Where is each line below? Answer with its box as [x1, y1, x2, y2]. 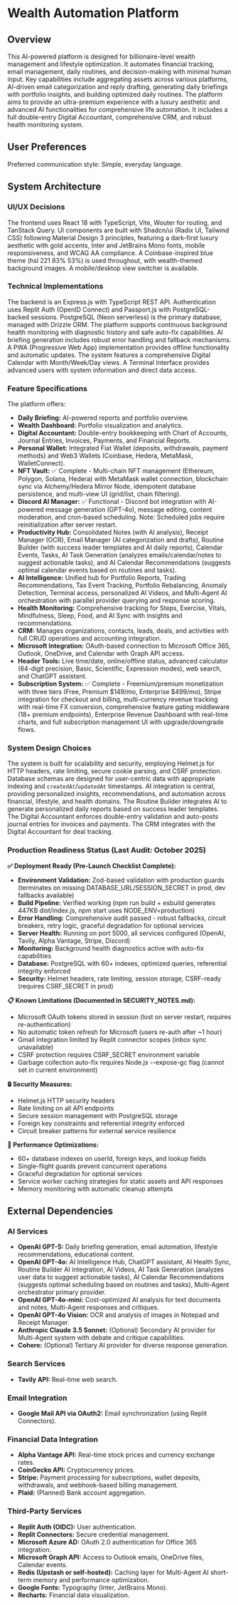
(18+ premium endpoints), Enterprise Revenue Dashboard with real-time [17, 711, 229, 719]
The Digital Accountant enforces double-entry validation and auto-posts [7, 812, 219, 821]
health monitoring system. [7, 120, 84, 129]
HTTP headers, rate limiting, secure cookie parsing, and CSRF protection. [7, 767, 222, 775]
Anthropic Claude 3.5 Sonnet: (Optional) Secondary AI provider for [17, 1326, 216, 1334]
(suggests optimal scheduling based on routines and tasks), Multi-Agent [17, 1281, 229, 1289]
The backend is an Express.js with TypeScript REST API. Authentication [7, 297, 217, 306]
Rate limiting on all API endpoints [17, 1103, 114, 1113]
